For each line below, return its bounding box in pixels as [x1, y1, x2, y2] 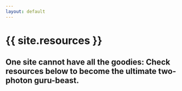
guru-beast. [34, 76, 80, 86]
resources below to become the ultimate [5, 66, 157, 76]
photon [5, 76, 33, 86]
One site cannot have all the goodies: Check [5, 57, 170, 68]
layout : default [5, 8, 45, 15]
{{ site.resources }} [5, 33, 102, 47]
